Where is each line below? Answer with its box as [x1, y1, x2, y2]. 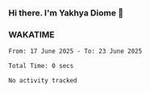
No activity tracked [8, 76, 78, 84]
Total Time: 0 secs [8, 62, 74, 70]
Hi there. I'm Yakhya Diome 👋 [8, 7, 124, 19]
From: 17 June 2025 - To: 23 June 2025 [8, 48, 143, 56]
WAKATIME [8, 28, 55, 40]
